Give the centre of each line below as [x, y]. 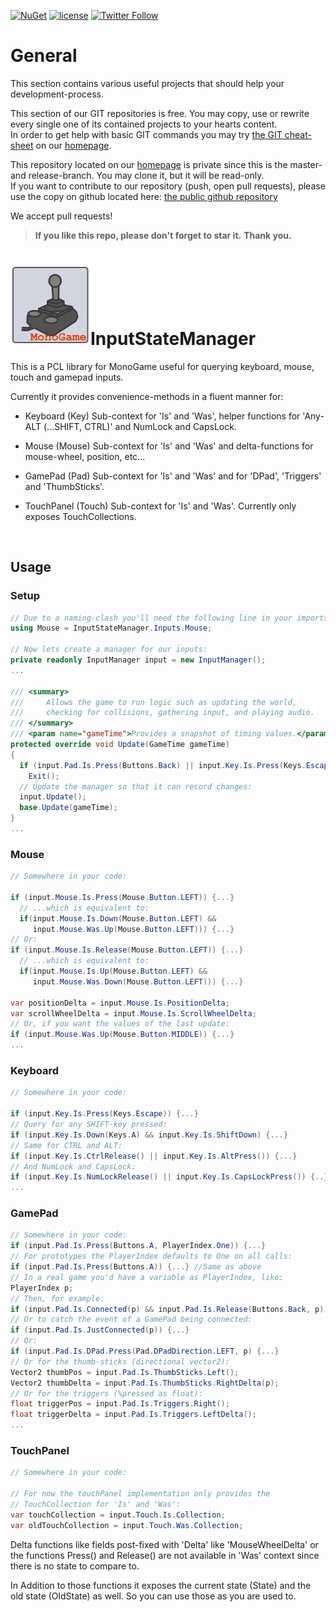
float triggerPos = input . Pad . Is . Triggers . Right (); [120, 1404]
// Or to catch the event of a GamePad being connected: [131, 1320]
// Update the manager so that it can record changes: [136, 786]
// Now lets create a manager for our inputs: [109, 650]
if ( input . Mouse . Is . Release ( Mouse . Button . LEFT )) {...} [127, 950]
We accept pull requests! [61, 216]
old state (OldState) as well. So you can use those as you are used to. [153, 1596]
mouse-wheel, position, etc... [85, 456]
